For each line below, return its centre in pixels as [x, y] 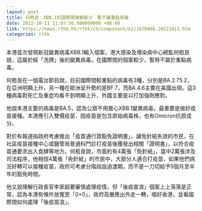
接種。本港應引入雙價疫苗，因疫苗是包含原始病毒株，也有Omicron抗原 [99, 116]
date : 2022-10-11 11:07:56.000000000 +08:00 [63, 23]
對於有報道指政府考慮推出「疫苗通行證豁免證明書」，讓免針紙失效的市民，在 [100, 136]
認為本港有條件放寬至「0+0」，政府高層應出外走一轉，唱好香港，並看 [103, 195]
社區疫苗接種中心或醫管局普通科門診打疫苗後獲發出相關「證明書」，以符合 [98, 144]
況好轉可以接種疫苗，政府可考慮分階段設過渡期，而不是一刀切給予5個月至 [98, 166]
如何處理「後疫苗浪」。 [44, 202]
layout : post [23, 12]
